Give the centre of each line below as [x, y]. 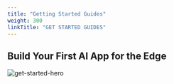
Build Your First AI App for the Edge [87, 56]
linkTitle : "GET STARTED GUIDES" [57, 27]
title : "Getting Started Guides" [57, 14]
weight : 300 [25, 21]
